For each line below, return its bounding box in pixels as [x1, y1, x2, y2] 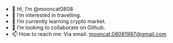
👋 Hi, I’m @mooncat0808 [11, 6, 73, 12]
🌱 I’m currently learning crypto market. [11, 18, 107, 24]
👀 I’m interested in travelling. [11, 12, 82, 19]
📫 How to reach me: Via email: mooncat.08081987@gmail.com [11, 31, 167, 37]
